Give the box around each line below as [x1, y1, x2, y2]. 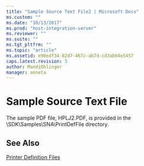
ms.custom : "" [6, 14, 41, 20]
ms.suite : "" [6, 36, 39, 42]
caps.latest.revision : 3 [6, 58, 68, 64]
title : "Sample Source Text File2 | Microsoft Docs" [6, 8, 139, 15]
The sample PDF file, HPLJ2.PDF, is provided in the [6, 114, 132, 122]
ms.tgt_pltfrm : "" [6, 42, 52, 48]
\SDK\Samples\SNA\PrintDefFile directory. [6, 121, 109, 128]
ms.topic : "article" [6, 47, 57, 53]
